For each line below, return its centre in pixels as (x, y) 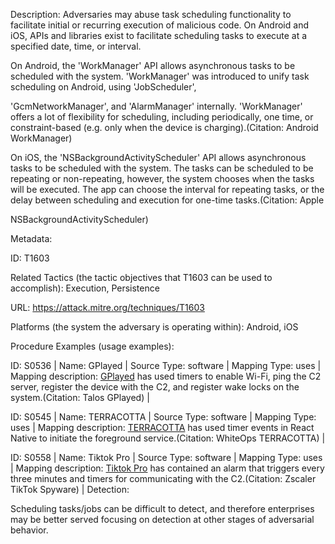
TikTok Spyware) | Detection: (70, 489)
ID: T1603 (30, 258)
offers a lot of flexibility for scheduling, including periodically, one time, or (162, 117)
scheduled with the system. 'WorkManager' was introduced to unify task (160, 76)
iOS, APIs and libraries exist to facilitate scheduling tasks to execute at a (159, 35)
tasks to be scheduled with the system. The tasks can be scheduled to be (162, 168)
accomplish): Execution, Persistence (85, 288)
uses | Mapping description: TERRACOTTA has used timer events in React (162, 427)
